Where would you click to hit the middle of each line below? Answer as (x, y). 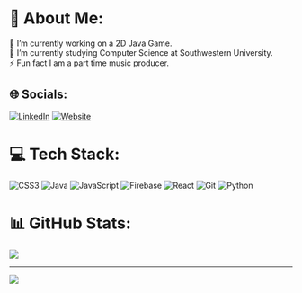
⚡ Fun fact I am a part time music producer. (89, 63)
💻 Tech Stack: (65, 154)
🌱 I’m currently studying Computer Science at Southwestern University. (141, 52)
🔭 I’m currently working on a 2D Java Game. (91, 43)
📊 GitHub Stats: (71, 223)
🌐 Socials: (39, 95)
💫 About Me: (57, 18)
